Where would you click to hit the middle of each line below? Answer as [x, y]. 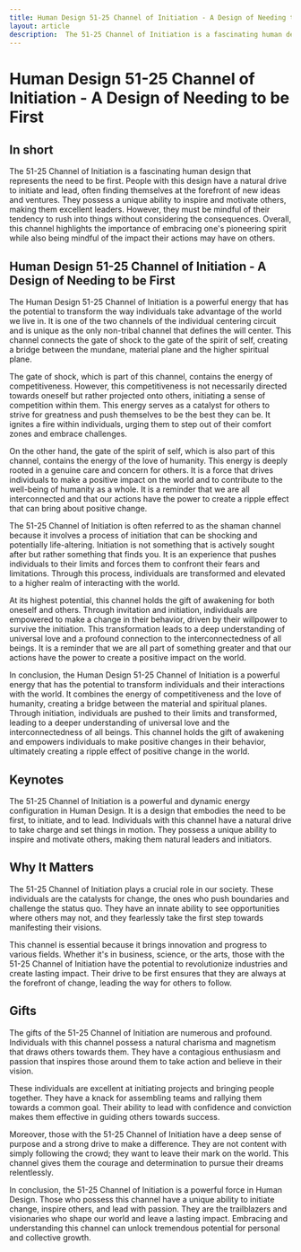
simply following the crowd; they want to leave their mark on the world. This [149, 1153]
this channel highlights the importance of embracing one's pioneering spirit [148, 229]
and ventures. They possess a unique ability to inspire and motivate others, [148, 200]
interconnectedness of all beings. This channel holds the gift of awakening [147, 732]
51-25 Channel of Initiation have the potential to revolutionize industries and [149, 963]
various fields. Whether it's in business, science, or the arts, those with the [147, 954]
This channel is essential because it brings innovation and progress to [138, 944]
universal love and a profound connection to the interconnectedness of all [146, 639]
